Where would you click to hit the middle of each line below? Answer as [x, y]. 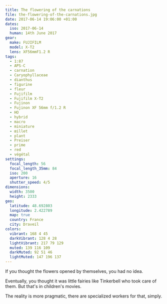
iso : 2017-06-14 [26, 29]
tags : [11, 56]
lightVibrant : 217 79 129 [37, 243]
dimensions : [17, 187]
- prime [18, 145]
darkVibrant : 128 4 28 [33, 238]
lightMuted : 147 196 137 [35, 257]
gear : [11, 38]
